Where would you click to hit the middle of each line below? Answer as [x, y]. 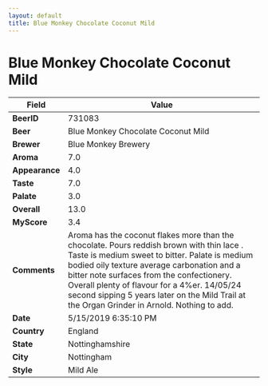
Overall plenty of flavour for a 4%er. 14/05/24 [154, 285]
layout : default [35, 16]
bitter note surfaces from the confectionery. [150, 275]
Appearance [36, 170]
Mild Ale [83, 370]
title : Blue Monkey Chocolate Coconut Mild [82, 23]
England [83, 331]
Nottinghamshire [99, 344]
